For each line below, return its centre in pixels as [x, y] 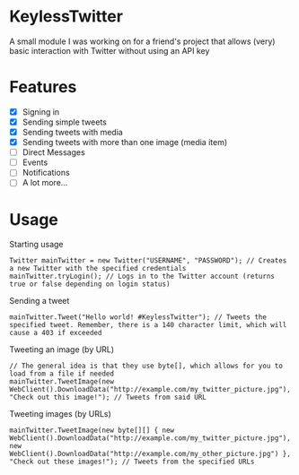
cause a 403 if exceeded [56, 333]
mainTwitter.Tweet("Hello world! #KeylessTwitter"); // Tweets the [138, 317]
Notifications [46, 173]
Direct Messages [53, 152]
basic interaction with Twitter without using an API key [110, 50]
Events [35, 162]
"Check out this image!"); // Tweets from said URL [108, 397]
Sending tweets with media [72, 132]
